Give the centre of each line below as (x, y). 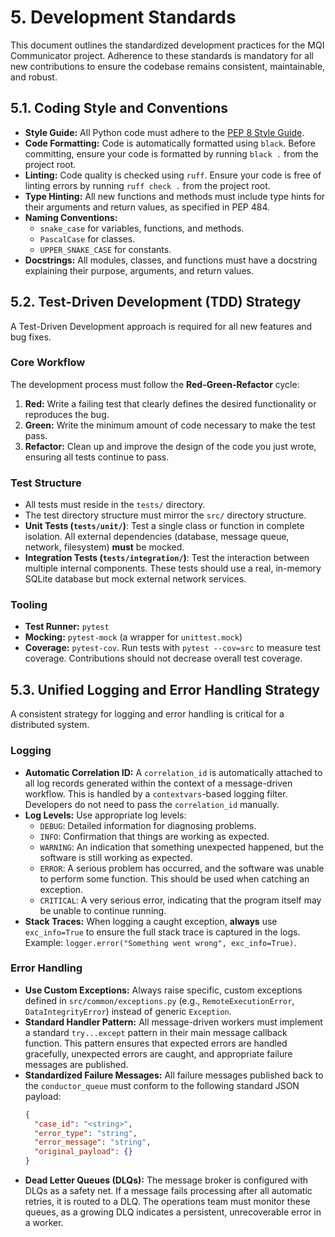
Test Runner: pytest (67, 627)
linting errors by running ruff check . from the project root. (147, 185)
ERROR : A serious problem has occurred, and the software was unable (182, 868)
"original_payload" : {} (83, 1152)
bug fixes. (31, 337)
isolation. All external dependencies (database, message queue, (157, 537)
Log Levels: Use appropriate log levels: (105, 815)
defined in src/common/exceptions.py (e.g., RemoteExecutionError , (159, 1000)
